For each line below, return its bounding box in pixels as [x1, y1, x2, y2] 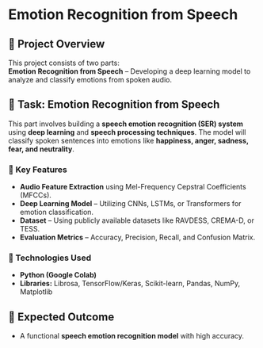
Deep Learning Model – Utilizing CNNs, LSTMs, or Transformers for [19, 199, 242, 208]
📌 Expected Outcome [8, 310, 115, 323]
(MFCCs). [19, 190, 51, 200]
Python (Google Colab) [19, 270, 97, 280]
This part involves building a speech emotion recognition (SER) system [8, 119, 244, 128]
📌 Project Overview [8, 37, 105, 51]
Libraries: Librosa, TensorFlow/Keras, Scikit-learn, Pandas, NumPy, [19, 279, 240, 289]
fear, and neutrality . [8, 144, 75, 154]
